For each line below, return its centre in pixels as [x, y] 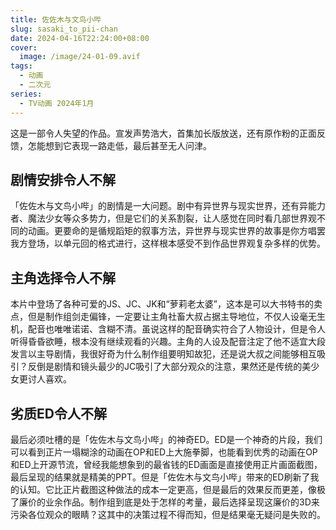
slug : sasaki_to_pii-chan [64, 29]
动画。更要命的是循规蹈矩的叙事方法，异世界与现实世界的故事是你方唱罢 [176, 231]
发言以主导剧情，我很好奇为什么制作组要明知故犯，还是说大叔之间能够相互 [163, 354]
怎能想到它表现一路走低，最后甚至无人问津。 [119, 145]
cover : [24, 47]
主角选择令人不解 [63, 277]
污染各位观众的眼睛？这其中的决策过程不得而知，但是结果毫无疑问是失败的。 [168, 514]
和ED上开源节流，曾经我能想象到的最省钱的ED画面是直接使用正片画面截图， [166, 464]
